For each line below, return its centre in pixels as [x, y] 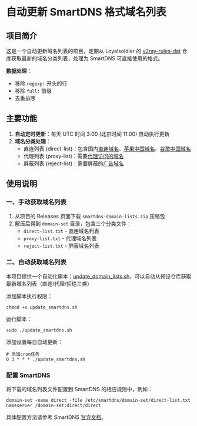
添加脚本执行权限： [29, 296]
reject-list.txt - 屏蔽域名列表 [61, 245]
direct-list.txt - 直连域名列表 [61, 231]
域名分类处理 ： [33, 141]
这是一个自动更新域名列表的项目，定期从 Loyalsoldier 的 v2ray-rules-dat [94, 51]
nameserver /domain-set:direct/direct [54, 406]
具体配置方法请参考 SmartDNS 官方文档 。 [56, 417]
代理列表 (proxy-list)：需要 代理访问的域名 [74, 156]
